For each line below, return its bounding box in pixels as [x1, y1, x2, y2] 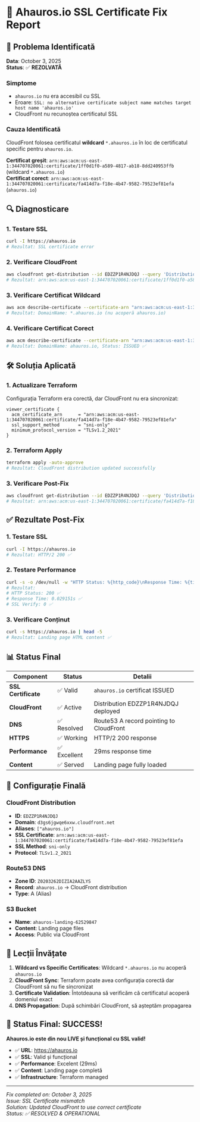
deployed [93, 707, 120, 715]
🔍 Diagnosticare [6, 204, 69, 214]
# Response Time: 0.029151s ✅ [6, 596, 82, 602]
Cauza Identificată [6, 125, 61, 133]
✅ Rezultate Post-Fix [6, 515, 85, 525]
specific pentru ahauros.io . [6, 145, 73, 152]
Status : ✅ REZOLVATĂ [6, 64, 62, 71]
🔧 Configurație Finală [6, 781, 86, 791]
